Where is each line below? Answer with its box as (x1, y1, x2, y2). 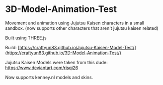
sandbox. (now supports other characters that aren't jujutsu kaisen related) (5, 25, 159, 31)
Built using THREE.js (5, 35, 47, 41)
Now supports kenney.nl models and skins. (5, 74, 93, 80)
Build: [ (5, 44, 20, 50)
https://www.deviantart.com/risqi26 (5, 65, 79, 71)
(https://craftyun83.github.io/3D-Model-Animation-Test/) (5, 50, 122, 56)
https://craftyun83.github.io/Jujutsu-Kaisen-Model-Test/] (19, 44, 136, 50)
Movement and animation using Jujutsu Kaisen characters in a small (5, 20, 145, 26)
